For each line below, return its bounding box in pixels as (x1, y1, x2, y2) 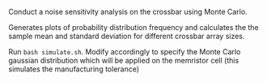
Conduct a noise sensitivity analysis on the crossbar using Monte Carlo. (8, 7, 248, 16)
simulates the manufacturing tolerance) (8, 64, 140, 74)
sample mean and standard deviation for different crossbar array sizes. (8, 32, 245, 41)
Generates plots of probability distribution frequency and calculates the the (8, 23, 259, 32)
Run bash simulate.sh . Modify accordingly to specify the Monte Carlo (8, 47, 241, 56)
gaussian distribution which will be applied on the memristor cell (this (8, 56, 239, 65)
